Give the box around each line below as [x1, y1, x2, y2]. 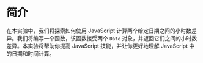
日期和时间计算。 [11, 50, 55, 57]
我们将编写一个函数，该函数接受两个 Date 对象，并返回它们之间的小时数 [17, 34, 197, 42]
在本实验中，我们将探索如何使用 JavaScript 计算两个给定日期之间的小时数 [6, 27, 192, 34]
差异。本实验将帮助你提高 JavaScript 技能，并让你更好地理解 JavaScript [6, 42, 188, 50]
